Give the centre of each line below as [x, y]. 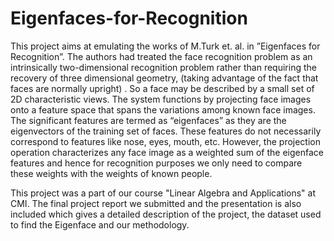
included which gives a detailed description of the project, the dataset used [166, 214]
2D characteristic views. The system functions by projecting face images [161, 99]
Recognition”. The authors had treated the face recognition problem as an [161, 56]
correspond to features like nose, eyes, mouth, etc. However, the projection [166, 141]
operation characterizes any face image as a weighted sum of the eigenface [167, 152]
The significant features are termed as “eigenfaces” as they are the [148, 120]
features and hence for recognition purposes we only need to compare [156, 163]
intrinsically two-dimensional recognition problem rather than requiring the [163, 67]
